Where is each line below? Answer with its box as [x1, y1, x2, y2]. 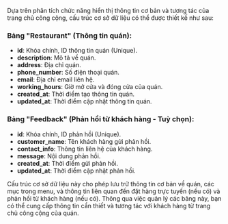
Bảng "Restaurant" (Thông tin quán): [7, 31, 132, 40]
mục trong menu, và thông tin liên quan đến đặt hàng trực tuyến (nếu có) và [7, 187, 220, 195]
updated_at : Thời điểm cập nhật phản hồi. [16, 166, 136, 175]
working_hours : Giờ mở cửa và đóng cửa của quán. [16, 83, 163, 91]
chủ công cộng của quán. [7, 209, 79, 217]
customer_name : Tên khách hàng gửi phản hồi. [16, 137, 152, 145]
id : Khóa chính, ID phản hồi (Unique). [16, 130, 122, 138]
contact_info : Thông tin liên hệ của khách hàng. [16, 145, 153, 153]
